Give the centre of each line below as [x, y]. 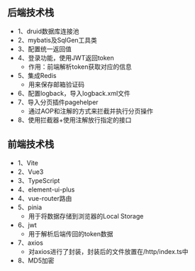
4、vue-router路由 [45, 198]
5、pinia [30, 207]
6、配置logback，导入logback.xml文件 [74, 93]
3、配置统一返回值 [45, 49]
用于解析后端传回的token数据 [71, 233]
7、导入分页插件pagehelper [58, 102]
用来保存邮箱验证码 [56, 84]
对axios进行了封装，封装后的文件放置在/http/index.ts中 [108, 251]
